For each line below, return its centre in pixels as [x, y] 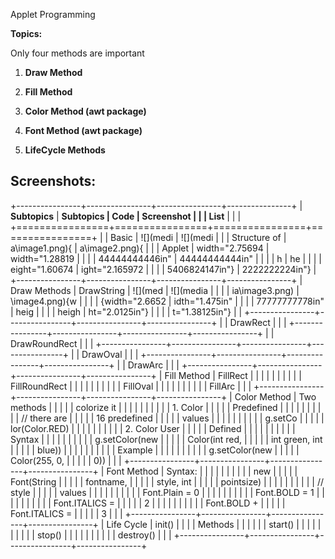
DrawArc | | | [153, 365]
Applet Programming [53, 14]
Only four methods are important [77, 53]
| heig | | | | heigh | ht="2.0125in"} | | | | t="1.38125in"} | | [126, 311]
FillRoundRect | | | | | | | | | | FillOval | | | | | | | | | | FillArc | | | [131, 386]
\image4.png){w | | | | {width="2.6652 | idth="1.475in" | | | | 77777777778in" [167, 301]
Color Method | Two [275, 396]
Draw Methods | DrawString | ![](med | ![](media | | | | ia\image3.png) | [155, 290]
